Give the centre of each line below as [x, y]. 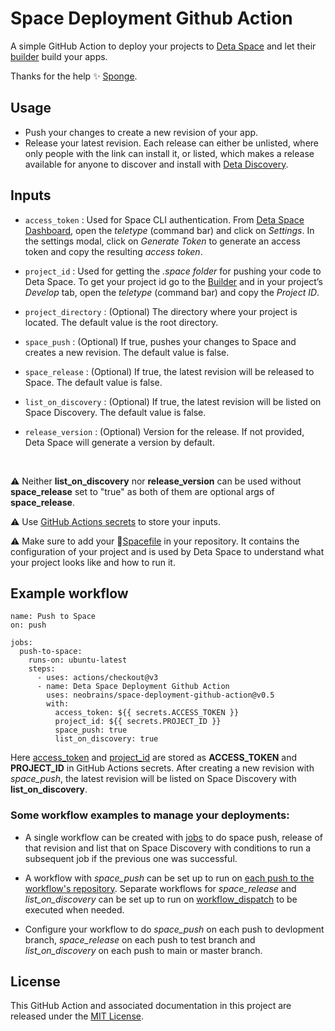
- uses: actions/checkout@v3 [97, 678]
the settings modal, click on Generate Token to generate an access [162, 241]
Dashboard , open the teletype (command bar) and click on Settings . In [169, 230]
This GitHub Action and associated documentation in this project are [151, 1006]
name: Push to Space [53, 617]
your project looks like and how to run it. [93, 562]
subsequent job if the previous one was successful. [131, 858]
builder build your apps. [59, 56]
